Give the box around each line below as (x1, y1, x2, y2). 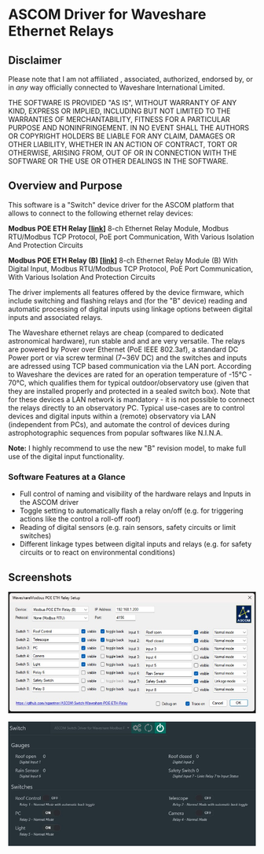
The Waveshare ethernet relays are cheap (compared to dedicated (8, 328, 224, 337)
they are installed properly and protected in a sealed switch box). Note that (8, 386, 251, 396)
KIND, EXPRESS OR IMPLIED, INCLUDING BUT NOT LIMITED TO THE (8, 106, 231, 116)
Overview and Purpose (8, 179, 123, 193)
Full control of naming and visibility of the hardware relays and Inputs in (19, 489, 251, 499)
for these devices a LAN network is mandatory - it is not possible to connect (8, 395, 255, 404)
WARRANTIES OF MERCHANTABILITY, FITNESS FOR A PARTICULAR (8, 115, 230, 123)
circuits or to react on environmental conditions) (19, 548, 175, 558)
